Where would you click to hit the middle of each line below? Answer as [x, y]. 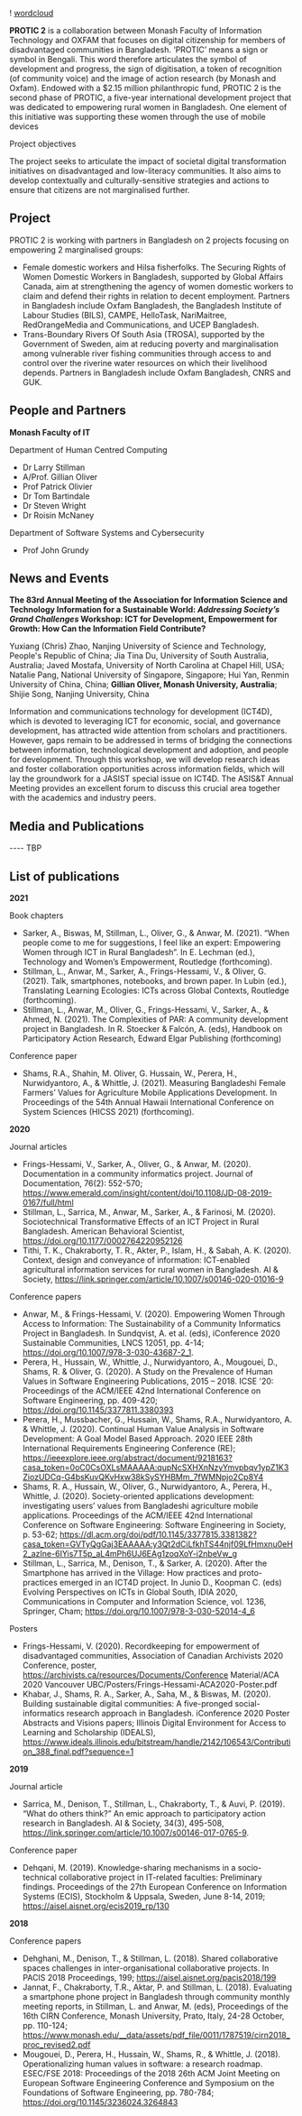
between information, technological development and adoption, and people [149, 750]
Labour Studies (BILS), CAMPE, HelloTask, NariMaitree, [124, 315]
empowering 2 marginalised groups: [76, 249]
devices [24, 126]
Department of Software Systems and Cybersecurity [107, 532]
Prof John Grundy [55, 550]
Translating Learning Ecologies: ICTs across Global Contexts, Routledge [156, 990]
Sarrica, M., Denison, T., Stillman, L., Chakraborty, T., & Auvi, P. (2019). [154, 1804]
